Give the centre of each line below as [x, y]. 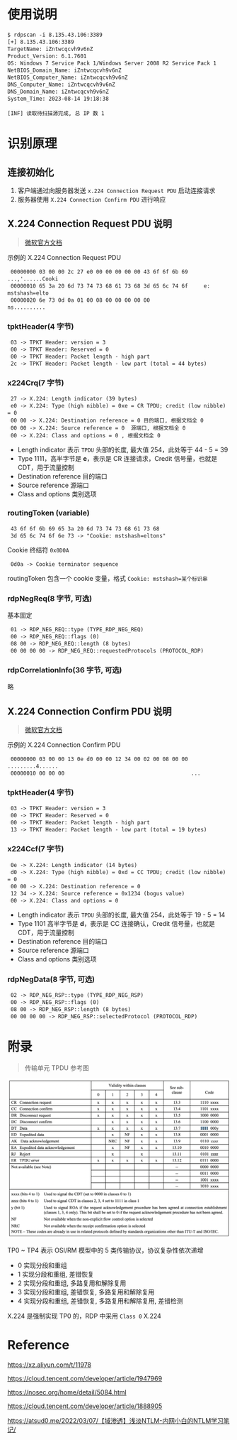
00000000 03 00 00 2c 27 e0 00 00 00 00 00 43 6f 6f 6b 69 [99, 272]
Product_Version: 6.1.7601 [47, 56]
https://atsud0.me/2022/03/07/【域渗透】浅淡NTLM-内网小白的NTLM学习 [116, 1420]
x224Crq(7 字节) [36, 383]
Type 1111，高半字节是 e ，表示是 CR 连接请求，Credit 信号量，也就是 [117, 459]
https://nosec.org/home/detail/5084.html [67, 1392]
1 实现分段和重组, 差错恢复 [56, 1274]
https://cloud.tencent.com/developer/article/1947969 [85, 1378]
